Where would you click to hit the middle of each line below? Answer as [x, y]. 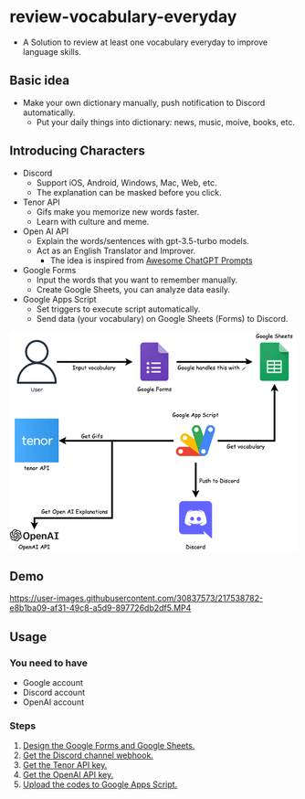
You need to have [49, 663]
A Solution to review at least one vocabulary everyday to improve [145, 42]
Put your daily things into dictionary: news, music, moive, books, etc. [165, 122]
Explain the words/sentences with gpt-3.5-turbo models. [142, 240]
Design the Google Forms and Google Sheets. [109, 746]
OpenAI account [53, 702]
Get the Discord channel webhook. [88, 755]
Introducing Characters [78, 151]
